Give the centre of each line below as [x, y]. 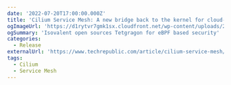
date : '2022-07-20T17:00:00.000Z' [57, 13]
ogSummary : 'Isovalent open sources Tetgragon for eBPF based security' [113, 33]
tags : [15, 58]
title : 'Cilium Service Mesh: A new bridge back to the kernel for [106, 20]
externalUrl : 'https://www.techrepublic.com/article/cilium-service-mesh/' [118, 52]
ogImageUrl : [24, 26]
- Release [27, 45]
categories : [24, 39]
